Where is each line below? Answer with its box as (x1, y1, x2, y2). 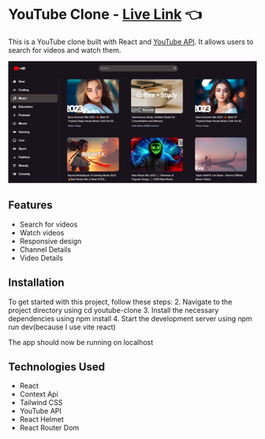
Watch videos (19, 227, 65, 237)
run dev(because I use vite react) (8, 322, 116, 332)
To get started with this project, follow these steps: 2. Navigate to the (8, 297, 233, 306)
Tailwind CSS (19, 398, 63, 407)
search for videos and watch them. (8, 45, 121, 54)
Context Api (19, 389, 59, 399)
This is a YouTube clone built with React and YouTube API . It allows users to (8, 36, 254, 47)
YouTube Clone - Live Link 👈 (8, 6, 203, 24)
